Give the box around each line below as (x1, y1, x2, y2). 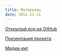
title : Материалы (5, 7, 41, 12)
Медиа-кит (5, 45, 29, 51)
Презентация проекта (5, 35, 52, 41)
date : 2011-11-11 (5, 12, 41, 17)
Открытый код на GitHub (5, 25, 57, 31)
